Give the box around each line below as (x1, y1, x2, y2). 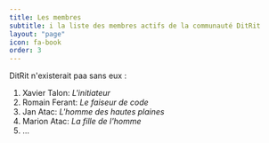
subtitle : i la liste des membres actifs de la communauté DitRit (9, 21, 261, 30)
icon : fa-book (9, 37, 62, 47)
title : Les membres (9, 12, 82, 22)
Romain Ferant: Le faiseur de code (21, 97, 149, 107)
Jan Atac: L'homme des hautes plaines (21, 107, 165, 117)
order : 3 (9, 46, 42, 55)
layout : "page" (9, 29, 66, 38)
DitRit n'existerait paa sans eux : (9, 70, 127, 81)
